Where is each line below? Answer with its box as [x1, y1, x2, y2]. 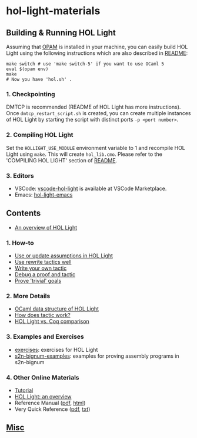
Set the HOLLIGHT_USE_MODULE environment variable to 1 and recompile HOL [6, 144, 185, 151]
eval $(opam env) [6, 66, 49, 72]
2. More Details [6, 292, 51, 300]
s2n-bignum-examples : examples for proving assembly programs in [14, 352, 179, 359]
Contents [6, 208, 41, 218]
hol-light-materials [6, 4, 101, 18]
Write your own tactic [14, 264, 67, 272]
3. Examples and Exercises [6, 332, 84, 341]
